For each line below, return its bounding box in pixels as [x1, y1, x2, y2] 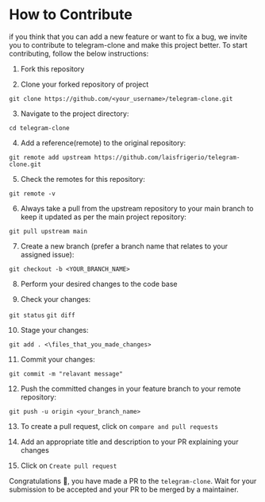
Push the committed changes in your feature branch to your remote [20, 384, 241, 393]
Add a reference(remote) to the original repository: [20, 137, 186, 148]
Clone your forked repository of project [20, 79, 149, 89]
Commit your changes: [20, 354, 95, 364]
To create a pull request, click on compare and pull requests [20, 421, 219, 431]
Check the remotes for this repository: [20, 174, 145, 183]
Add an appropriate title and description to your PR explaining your [20, 437, 239, 446]
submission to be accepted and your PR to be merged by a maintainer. [9, 485, 239, 494]
